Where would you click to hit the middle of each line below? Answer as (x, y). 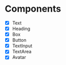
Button (19, 40)
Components (33, 9)
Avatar (19, 57)
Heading (21, 29)
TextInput (22, 46)
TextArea (22, 52)
